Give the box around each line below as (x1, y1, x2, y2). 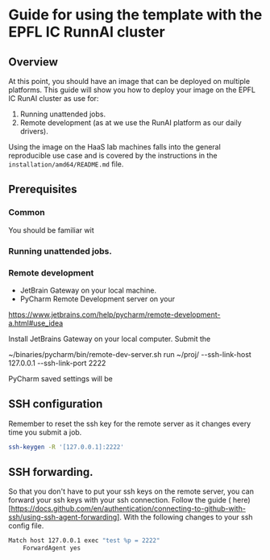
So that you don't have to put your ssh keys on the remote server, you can (8, 486, 255, 496)
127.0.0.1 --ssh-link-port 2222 (8, 358, 106, 368)
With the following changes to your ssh (123, 512, 253, 522)
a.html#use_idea (8, 318, 64, 328)
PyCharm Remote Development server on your (19, 293, 176, 304)
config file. (8, 521, 44, 531)
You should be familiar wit (8, 225, 94, 235)
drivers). (19, 127, 48, 136)
